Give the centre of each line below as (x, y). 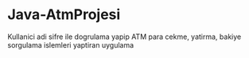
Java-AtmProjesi (64, 15)
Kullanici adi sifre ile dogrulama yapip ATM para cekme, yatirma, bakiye (124, 37)
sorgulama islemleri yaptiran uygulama (71, 44)
